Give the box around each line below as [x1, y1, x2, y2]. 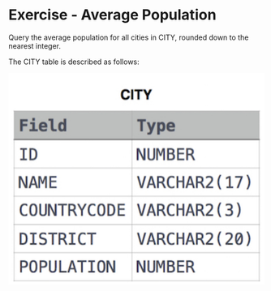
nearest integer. [8, 41, 61, 50]
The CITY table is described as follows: [8, 57, 140, 66]
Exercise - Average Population [8, 6, 217, 24]
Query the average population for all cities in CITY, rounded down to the [8, 32, 249, 42]
